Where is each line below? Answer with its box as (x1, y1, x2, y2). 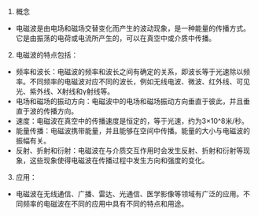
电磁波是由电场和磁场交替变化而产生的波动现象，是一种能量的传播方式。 (15, 24, 250, 33)
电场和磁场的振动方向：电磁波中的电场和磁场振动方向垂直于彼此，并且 (15, 97, 244, 106)
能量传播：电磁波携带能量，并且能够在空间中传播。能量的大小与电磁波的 (15, 126, 250, 136)
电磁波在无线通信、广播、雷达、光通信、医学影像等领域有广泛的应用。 (15, 189, 244, 199)
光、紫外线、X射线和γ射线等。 (15, 87, 115, 96)
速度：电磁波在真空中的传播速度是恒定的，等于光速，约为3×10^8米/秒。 (15, 117, 249, 125)
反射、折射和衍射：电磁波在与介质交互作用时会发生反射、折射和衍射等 (15, 146, 244, 155)
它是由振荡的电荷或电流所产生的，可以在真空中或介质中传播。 (15, 34, 216, 43)
